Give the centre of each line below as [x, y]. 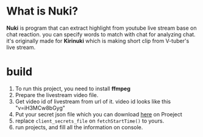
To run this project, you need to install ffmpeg [73, 89]
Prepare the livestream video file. [57, 95]
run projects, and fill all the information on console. [79, 127]
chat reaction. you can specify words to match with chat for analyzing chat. [101, 34]
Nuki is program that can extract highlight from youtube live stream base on [101, 28]
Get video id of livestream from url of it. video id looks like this [93, 101]
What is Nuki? [42, 11]
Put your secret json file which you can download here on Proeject [99, 114]
